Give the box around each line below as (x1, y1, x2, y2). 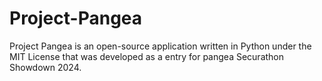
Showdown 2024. (9, 61, 82, 73)
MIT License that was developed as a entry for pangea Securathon (9, 50, 285, 62)
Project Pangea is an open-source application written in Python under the (9, 40, 312, 52)
